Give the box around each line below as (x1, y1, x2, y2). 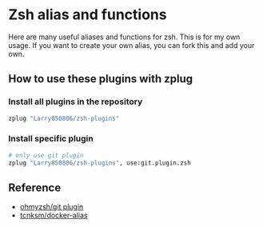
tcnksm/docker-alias (19, 210, 88, 221)
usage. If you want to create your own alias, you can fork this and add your (8, 40, 255, 50)
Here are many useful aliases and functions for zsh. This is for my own (8, 32, 241, 42)
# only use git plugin (8, 151, 84, 159)
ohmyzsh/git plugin (19, 202, 84, 212)
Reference (8, 181, 62, 194)
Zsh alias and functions (8, 6, 167, 24)
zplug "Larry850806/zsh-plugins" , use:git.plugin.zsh (8, 158, 192, 167)
